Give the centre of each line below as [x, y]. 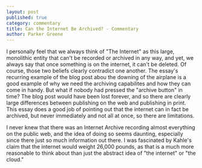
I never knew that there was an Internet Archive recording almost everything [101, 128]
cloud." [15, 160]
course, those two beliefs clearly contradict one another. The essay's [92, 71]
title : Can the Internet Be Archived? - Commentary [72, 29]
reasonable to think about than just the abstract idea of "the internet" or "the [101, 153]
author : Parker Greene [35, 34]
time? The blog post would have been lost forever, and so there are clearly [99, 97]
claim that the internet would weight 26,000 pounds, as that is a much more [100, 147]
